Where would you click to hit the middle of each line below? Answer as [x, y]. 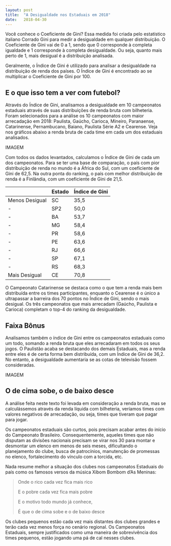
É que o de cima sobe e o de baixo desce [61, 511]
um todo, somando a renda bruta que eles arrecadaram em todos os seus [83, 343]
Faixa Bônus [25, 325]
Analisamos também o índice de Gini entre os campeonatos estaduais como [85, 338]
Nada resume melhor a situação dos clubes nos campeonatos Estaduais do [84, 466]
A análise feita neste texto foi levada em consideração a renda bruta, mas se [86, 403]
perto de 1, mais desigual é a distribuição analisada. [59, 56]
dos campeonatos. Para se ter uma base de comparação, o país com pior [82, 163]
